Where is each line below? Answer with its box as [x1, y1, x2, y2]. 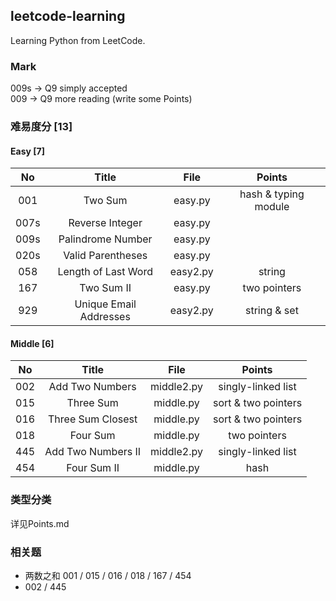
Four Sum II [66, 461, 120, 475]
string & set [244, 304, 299, 318]
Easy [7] [10, 145, 45, 157]
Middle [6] [10, 337, 55, 349]
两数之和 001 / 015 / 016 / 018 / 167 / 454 [24, 570, 192, 582]
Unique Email [74, 297, 137, 311]
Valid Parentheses [63, 249, 148, 263]
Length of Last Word [57, 265, 153, 279]
